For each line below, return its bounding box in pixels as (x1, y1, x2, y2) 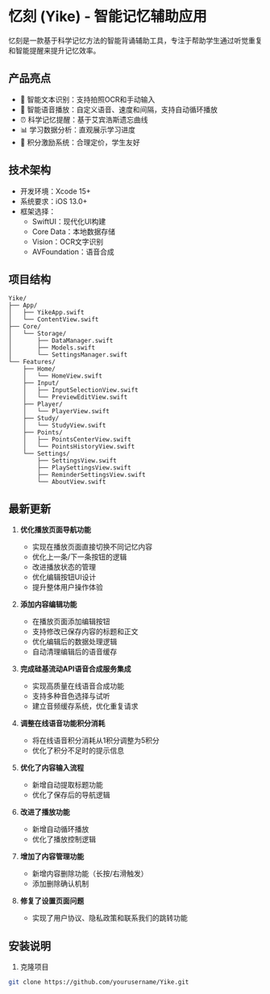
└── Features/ (8, 358, 56, 366)
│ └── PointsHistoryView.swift (23, 443, 135, 451)
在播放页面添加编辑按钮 (31, 616, 110, 626)
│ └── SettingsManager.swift (8, 351, 128, 359)
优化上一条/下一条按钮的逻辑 (31, 552, 127, 562)
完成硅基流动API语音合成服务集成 (19, 664, 131, 674)
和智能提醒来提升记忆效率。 (8, 45, 101, 55)
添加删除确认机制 (31, 879, 89, 888)
